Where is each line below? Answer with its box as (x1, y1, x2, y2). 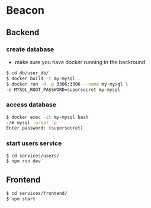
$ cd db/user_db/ (6, 70, 49, 76)
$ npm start (6, 196, 36, 202)
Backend (6, 27, 40, 37)
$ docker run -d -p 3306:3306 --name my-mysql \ (6, 81, 128, 87)
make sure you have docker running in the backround (14, 58, 146, 65)
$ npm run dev (6, 158, 41, 164)
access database (6, 100, 56, 109)
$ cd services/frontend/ (6, 191, 68, 197)
